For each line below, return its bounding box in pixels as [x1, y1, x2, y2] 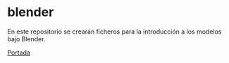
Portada [7, 48, 30, 57]
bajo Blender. [7, 34, 46, 43]
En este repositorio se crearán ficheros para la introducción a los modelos [7, 27, 222, 36]
